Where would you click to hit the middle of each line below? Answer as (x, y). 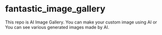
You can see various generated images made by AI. (57, 27)
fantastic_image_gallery (55, 9)
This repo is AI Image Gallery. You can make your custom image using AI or (81, 22)
